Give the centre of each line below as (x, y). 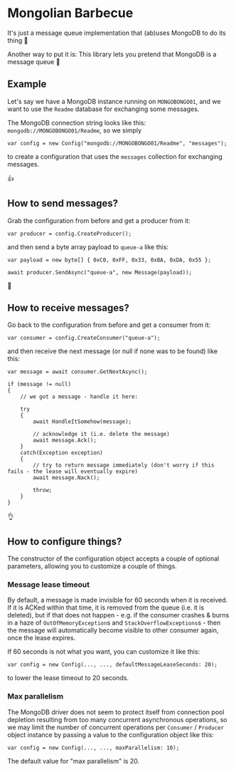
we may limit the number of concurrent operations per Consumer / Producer (116, 727)
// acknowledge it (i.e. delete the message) (102, 434)
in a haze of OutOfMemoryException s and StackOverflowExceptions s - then (114, 623)
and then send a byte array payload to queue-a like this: (88, 246)
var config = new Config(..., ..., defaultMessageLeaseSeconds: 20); (113, 665)
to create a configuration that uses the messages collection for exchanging (115, 156)
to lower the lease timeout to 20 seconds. (68, 678)
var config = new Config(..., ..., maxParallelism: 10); (93, 748)
